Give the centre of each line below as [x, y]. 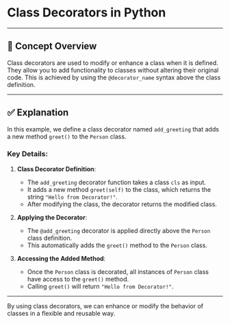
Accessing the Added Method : [61, 258]
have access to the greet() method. [78, 279]
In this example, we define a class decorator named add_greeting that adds [113, 129]
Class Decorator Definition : [56, 169]
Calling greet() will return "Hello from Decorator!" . [100, 286]
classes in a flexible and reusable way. [61, 313]
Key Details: [27, 154]
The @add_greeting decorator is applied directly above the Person [119, 230]
